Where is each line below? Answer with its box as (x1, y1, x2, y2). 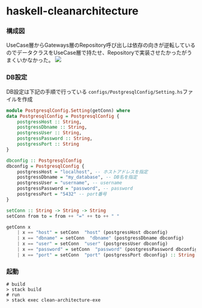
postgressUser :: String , (17, 130, 82, 136)
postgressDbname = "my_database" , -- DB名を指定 (17, 174, 138, 180)
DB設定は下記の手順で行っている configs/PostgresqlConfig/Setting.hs (6, 88, 183, 95)
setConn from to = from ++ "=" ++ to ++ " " (6, 213, 120, 219)
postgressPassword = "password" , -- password (17, 185, 133, 192)
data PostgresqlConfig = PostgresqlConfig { (6, 113, 120, 119)
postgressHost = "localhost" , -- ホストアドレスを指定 (17, 168, 148, 175)
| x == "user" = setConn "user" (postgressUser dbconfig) (17, 241, 168, 247)
